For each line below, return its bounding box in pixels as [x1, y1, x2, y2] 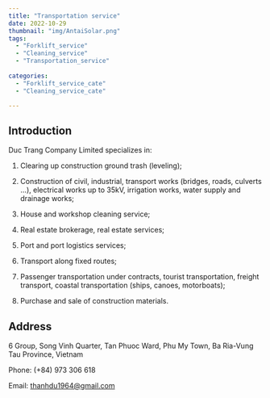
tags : [8, 34, 27, 43]
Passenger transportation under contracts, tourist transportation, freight [19, 272, 260, 282]
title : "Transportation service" [8, 11, 121, 20]
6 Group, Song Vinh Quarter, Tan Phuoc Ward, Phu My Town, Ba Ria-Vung [8, 341, 254, 350]
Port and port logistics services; [19, 241, 127, 250]
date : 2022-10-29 [8, 19, 67, 27]
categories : [8, 72, 48, 80]
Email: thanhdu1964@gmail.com [8, 381, 115, 390]
